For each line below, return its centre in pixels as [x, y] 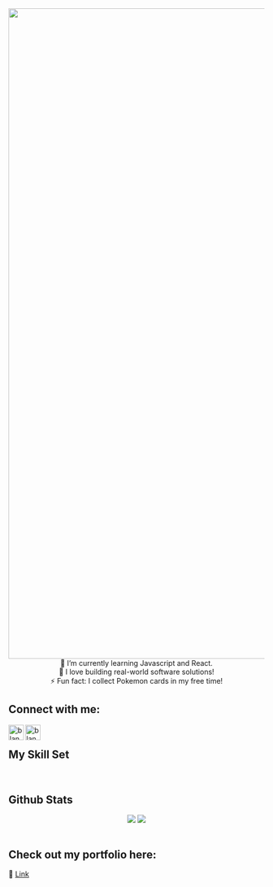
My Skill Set [39, 755]
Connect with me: [54, 709]
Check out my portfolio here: [82, 854]
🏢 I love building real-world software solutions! [136, 672]
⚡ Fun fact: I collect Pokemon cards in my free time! [136, 681]
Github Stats [41, 800]
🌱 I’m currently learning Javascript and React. [136, 663]
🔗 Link [19, 874]
